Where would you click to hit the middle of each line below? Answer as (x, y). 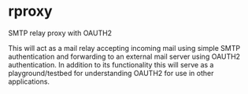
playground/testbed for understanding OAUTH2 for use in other (111, 73)
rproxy (30, 11)
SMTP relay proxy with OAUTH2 (60, 33)
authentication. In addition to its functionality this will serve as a (111, 64)
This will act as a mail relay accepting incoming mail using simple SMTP (124, 48)
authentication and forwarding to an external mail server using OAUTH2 (124, 56)
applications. (29, 81)
